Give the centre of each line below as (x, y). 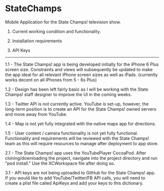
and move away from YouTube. (36, 114)
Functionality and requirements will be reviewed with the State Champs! (77, 138)
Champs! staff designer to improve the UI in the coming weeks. (68, 94)
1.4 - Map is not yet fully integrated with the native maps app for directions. (81, 124)
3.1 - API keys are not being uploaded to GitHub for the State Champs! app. (80, 172)
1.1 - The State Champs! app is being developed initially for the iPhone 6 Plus (82, 64)
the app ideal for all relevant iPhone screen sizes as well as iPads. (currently (82, 75)
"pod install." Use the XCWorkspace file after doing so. (60, 163)
